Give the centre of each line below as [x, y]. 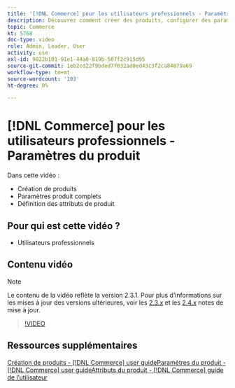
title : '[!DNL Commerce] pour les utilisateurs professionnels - [104, 14]
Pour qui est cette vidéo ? [64, 226]
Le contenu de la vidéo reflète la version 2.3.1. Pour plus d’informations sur [115, 295]
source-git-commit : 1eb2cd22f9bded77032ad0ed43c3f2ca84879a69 [100, 66]
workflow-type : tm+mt [39, 72]
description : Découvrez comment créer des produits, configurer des [109, 20]
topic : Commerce [31, 27]
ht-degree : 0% [28, 85]
